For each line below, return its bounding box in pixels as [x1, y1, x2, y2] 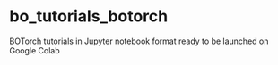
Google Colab [9, 45, 60, 55]
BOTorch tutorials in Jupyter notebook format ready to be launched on [9, 36, 269, 46]
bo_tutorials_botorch [9, 6, 169, 27]
